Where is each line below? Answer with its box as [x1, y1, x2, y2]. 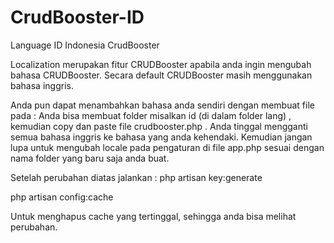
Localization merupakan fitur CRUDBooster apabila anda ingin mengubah [10, 58, 312, 70]
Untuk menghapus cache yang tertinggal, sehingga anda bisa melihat [10, 210, 297, 222]
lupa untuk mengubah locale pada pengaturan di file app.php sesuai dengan [10, 141, 325, 153]
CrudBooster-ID [10, 6, 145, 29]
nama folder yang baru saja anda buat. [10, 152, 170, 164]
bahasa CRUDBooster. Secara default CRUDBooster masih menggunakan [10, 69, 313, 81]
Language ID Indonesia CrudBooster [10, 39, 160, 51]
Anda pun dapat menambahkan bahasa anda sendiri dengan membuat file [10, 99, 315, 111]
